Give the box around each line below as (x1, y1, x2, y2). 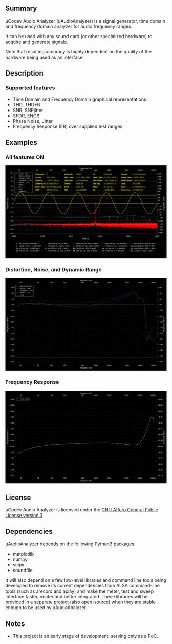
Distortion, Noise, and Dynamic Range (5, 266, 102, 273)
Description (5, 69, 44, 78)
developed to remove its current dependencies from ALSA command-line (5, 583, 160, 589)
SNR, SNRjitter (12, 107, 44, 113)
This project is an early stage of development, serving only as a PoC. (12, 633, 159, 639)
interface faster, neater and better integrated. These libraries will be (5, 594, 148, 600)
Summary (5, 4, 37, 13)
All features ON (5, 154, 45, 161)
